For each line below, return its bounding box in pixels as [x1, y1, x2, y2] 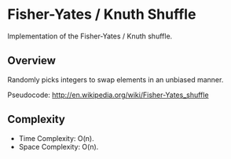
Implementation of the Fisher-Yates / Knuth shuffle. [7, 31, 173, 41]
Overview [7, 54, 57, 67]
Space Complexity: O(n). [18, 142, 99, 151]
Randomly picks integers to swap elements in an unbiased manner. [7, 74, 224, 84]
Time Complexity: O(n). [18, 133, 95, 143]
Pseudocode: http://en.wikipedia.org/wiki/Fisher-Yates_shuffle [7, 90, 209, 99]
